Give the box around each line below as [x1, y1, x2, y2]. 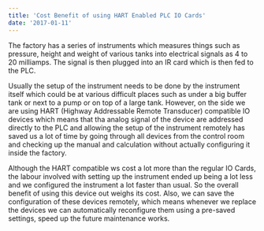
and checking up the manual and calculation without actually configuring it [8, 140, 251, 149]
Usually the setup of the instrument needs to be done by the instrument [8, 80, 240, 91]
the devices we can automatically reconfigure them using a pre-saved [8, 205, 236, 214]
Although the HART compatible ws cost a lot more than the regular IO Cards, [8, 163, 256, 173]
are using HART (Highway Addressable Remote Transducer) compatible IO [8, 106, 251, 115]
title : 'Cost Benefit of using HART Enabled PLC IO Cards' [8, 11, 206, 20]
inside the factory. [8, 147, 67, 158]
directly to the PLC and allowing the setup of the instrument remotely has [8, 123, 246, 132]
